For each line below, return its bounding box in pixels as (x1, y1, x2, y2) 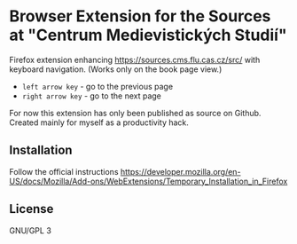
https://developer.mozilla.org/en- (120, 166, 241, 177)
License (9, 201, 54, 216)
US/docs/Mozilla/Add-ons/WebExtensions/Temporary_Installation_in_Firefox (9, 176, 288, 186)
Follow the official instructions (9, 166, 119, 177)
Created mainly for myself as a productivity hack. (9, 117, 189, 128)
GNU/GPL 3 (9, 224, 51, 236)
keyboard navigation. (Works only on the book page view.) (9, 64, 223, 75)
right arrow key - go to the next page (21, 91, 162, 101)
